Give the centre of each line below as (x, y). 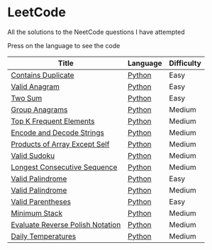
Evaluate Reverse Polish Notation (66, 225)
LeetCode (37, 12)
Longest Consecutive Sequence (64, 167)
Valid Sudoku (33, 155)
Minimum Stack (37, 213)
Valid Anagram (35, 86)
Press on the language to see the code (64, 45)
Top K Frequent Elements (53, 121)
